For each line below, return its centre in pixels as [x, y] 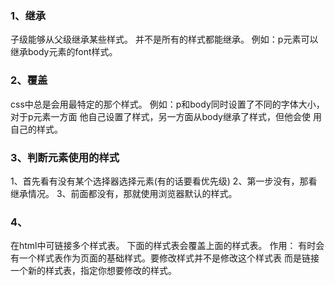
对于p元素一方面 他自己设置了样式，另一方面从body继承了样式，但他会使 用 [166, 116]
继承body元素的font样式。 [64, 52]
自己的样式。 [36, 129]
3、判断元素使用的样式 [65, 157]
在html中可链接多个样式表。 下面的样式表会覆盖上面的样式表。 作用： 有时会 [167, 246]
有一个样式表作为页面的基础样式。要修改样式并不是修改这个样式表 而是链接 [165, 258]
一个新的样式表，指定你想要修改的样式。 [93, 271]
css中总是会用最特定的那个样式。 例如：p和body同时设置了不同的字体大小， [167, 104]
